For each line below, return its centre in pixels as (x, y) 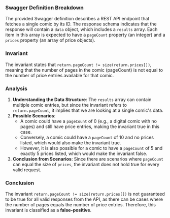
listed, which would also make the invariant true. (71, 143)
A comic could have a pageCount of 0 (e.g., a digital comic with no (89, 121)
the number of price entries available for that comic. (60, 75)
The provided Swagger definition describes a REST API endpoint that (77, 19)
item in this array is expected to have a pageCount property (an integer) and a (85, 35)
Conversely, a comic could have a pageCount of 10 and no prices (87, 137)
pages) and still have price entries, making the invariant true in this (90, 127)
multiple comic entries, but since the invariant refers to (70, 105)
